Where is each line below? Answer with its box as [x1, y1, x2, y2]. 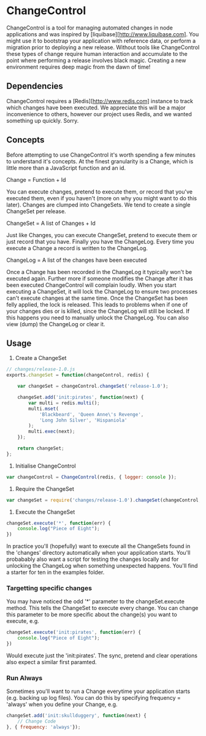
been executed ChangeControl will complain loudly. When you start [6, 281, 177, 289]
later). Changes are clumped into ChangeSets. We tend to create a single [6, 201, 191, 208]
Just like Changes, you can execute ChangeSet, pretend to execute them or [6, 231, 197, 238]
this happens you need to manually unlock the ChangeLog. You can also [6, 314, 189, 321]
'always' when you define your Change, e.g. [6, 701, 118, 708]
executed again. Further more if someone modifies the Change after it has [6, 275, 193, 282]
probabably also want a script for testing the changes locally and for [6, 555, 179, 563]
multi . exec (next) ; [28, 428, 75, 435]
